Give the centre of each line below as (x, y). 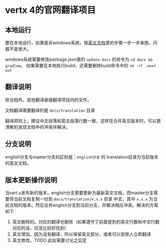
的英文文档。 (18, 163)
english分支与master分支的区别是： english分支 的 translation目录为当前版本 (82, 157)
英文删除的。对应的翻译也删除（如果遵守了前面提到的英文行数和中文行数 (86, 222)
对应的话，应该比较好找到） (41, 228)
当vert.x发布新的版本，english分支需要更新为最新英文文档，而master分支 (80, 193)
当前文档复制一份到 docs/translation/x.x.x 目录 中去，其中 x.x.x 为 (83, 199)
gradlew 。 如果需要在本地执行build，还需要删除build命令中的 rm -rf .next (81, 65)
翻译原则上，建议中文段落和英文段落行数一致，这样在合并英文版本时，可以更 (83, 121)
